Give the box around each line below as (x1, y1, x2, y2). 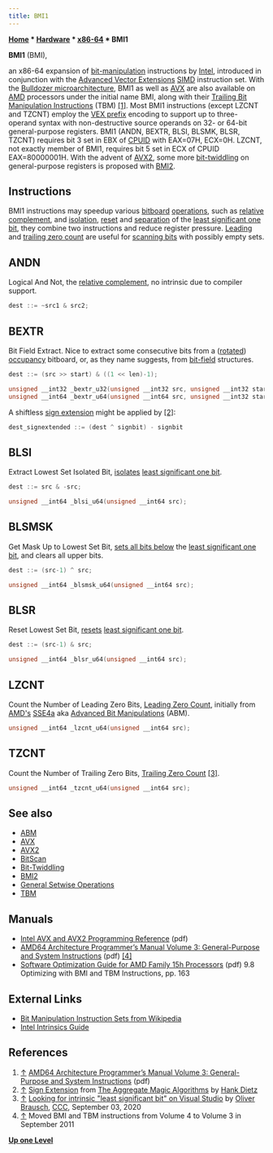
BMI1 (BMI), (8, 50, 48, 59)
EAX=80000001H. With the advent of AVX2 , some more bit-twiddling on (8, 152, 249, 162)
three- (216, 109, 238, 119)
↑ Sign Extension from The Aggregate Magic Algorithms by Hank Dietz (19, 1085, 258, 1094)
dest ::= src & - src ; (8, 483, 82, 491)
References (8, 1046, 68, 1059)
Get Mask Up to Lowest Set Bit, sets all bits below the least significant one (8, 541, 257, 551)
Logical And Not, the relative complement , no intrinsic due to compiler (8, 278, 243, 287)
